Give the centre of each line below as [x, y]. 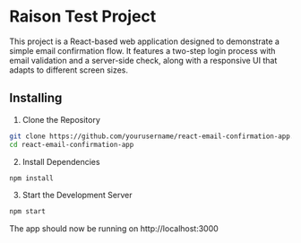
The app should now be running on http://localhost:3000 [114, 229]
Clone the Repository [61, 119]
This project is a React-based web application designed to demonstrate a [145, 41]
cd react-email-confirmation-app [72, 144]
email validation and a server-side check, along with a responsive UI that [143, 60]
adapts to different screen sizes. [69, 70]
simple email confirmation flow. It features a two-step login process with [142, 50]
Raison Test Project [83, 17]
